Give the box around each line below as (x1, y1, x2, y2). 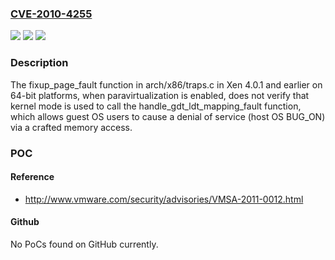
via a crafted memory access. (10, 121, 133, 133)
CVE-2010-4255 (10, 7, 93, 21)
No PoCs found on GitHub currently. (10, 238, 159, 250)
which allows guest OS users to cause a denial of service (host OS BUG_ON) (10, 110, 326, 122)
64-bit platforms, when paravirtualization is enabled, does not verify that (10, 89, 310, 101)
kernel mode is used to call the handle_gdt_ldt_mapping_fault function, (10, 100, 302, 112)
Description (10, 56, 69, 70)
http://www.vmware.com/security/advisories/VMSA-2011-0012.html (24, 193, 304, 205)
